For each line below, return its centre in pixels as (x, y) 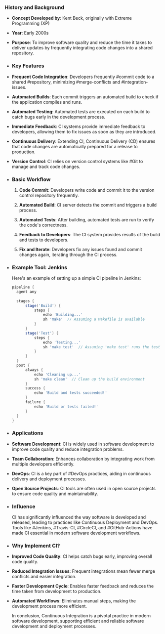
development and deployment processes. (54, 626)
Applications (27, 433)
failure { (35, 402)
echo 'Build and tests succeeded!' (70, 393)
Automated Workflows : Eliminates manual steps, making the (74, 601)
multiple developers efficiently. (43, 464)
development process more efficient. (49, 606)
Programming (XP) (31, 23)
